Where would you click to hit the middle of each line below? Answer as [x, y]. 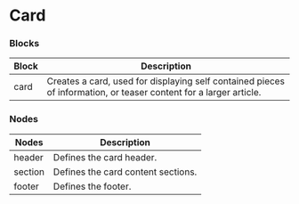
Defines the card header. [105, 157]
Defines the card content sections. [125, 172]
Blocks [24, 44]
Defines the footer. [92, 186]
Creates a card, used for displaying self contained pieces [166, 81]
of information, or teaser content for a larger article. [154, 93]
